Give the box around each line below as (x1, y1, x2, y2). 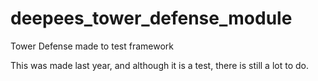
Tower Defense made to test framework (10, 40, 174, 52)
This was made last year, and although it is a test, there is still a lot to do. (10, 59, 309, 71)
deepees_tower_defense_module (10, 7, 293, 30)
